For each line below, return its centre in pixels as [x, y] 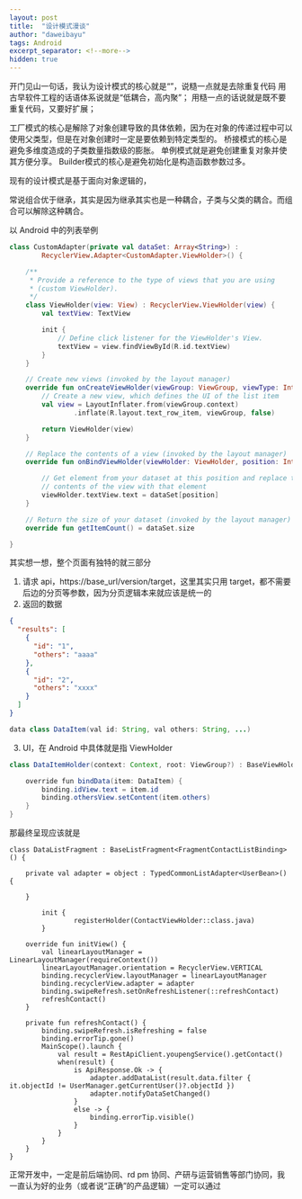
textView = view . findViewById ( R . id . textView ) [144, 346]
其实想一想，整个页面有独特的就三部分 [80, 562]
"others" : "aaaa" [66, 654]
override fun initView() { [76, 944]
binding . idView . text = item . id [100, 789]
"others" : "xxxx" [66, 688]
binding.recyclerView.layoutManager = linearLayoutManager [155, 976]
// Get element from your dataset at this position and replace [164, 479]
